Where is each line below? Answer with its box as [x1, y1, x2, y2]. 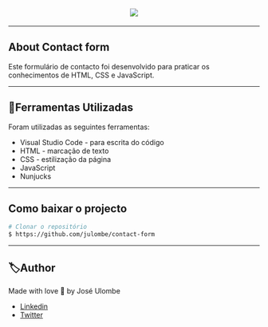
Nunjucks [19, 171, 52, 181]
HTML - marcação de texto [19, 146, 109, 156]
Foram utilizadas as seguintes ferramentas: [8, 122, 150, 132]
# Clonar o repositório [8, 223, 88, 231]
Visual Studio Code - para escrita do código [19, 137, 165, 147]
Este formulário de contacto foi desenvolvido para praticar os [8, 61, 210, 71]
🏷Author [8, 261, 56, 274]
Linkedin [19, 301, 49, 311]
